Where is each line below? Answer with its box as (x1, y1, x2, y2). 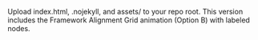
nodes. (7, 24, 30, 33)
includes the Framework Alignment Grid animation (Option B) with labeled (7, 15, 250, 25)
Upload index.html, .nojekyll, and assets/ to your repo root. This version (7, 7, 244, 16)
